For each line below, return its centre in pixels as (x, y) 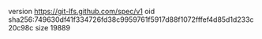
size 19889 (53, 28)
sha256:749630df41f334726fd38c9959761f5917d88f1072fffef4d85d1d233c (131, 19)
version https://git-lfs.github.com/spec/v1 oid (82, 11)
